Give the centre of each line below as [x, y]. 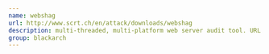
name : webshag [32, 15]
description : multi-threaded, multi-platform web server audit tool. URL [135, 30]
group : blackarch [37, 38]
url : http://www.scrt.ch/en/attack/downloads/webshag [101, 23]
